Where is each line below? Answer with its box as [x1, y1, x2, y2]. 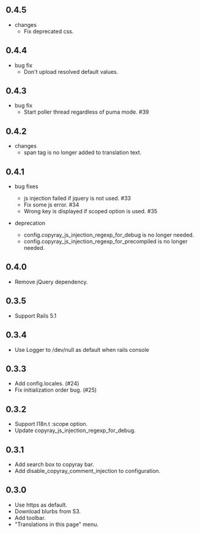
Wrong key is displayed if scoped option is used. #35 [23, 208, 158, 215]
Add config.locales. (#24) [14, 380, 80, 387]
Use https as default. [14, 501, 68, 508]
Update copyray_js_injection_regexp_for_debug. [14, 427, 136, 434]
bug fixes [14, 183, 39, 190]
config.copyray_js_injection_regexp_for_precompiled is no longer [23, 238, 188, 245]
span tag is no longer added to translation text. [23, 149, 142, 156]
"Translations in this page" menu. [14, 521, 99, 528]
